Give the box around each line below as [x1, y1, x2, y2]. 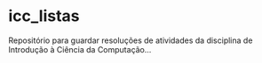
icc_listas [8, 6, 80, 26]
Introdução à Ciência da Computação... [8, 44, 152, 54]
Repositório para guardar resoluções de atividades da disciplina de [8, 35, 253, 45]
